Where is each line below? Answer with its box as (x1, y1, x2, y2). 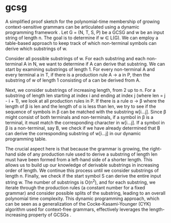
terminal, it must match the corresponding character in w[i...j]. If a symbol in (5, 119, 165, 126)
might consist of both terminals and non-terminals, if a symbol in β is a (5, 114, 154, 120)
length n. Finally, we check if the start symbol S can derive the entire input (5, 172, 161, 179)
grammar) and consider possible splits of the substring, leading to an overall (5, 190, 166, 196)
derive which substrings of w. (5, 45, 67, 52)
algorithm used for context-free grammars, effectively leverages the (5, 206, 149, 212)
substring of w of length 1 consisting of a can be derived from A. (5, 77, 141, 83)
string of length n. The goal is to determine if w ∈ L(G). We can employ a (5, 35, 158, 41)
